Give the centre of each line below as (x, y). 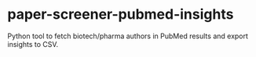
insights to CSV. (33, 44)
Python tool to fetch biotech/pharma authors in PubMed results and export (128, 36)
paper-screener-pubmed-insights (121, 14)
